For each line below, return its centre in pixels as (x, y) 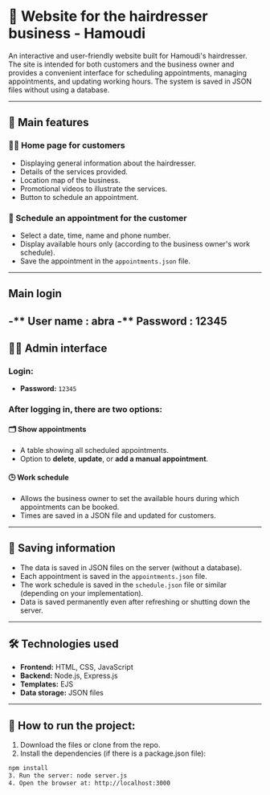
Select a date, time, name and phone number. (95, 235)
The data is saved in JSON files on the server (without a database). (131, 567)
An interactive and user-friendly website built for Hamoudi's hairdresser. (128, 55)
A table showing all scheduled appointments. (94, 450)
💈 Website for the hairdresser (108, 16)
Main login (35, 294)
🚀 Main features (49, 122)
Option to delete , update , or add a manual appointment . (114, 459)
